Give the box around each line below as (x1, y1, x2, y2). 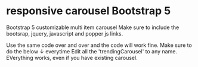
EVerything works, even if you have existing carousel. (6, 54, 138, 61)
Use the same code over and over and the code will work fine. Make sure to (6, 42, 192, 49)
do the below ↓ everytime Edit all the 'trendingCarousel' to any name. (6, 47, 178, 55)
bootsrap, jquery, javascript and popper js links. (6, 30, 123, 37)
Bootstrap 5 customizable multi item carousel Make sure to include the (6, 24, 180, 31)
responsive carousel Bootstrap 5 (6, 4, 171, 18)
